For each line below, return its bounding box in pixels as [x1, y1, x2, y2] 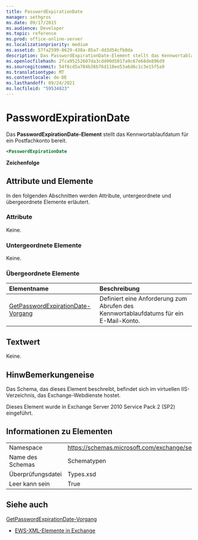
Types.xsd [67, 470, 96, 478]
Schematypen [67, 457, 107, 465]
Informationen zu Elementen [6, 426, 113, 436]
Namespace [9, 443, 43, 451]
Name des [9, 453, 38, 461]
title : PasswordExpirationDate [6, 8, 83, 15]
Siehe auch [6, 500, 48, 510]
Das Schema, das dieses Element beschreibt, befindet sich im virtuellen [6, 386, 180, 393]
